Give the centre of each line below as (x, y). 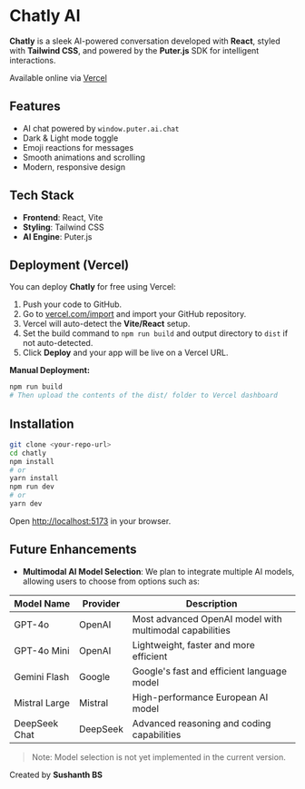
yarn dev (26, 504)
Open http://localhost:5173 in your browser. (90, 521)
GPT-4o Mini (42, 650)
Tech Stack (42, 196)
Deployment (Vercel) (69, 265)
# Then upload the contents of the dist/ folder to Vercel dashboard (144, 396)
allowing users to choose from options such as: (111, 581)
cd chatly (28, 453)
